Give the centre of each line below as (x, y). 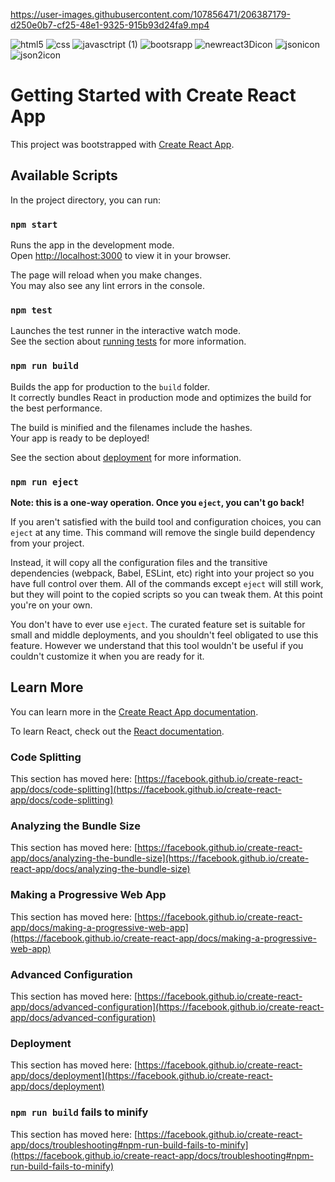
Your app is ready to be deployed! (80, 438)
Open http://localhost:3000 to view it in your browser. (121, 256)
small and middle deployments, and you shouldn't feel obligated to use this (164, 635)
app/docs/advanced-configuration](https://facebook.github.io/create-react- (167, 1006)
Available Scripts (64, 175)
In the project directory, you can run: (85, 200)
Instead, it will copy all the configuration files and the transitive (139, 562)
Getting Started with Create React (153, 95)
